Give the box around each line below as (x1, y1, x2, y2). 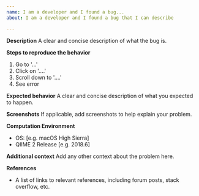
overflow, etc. (15, 183, 50, 190)
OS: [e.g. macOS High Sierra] (15, 134, 89, 141)
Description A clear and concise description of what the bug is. (6, 37, 167, 44)
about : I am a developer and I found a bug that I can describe (6, 15, 174, 21)
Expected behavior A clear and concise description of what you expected (6, 92, 193, 99)
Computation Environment (6, 122, 75, 129)
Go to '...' (15, 61, 38, 68)
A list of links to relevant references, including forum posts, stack (15, 176, 179, 184)
